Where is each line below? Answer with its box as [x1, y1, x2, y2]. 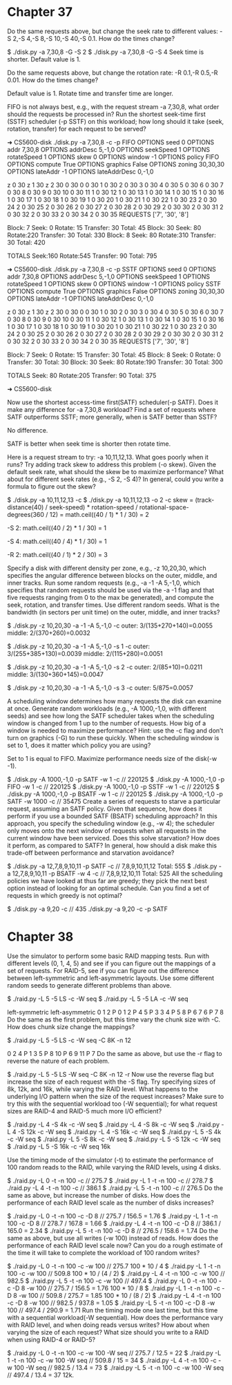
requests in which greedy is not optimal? [7, 891, 123, 899]
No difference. [7, 426, 48, 434]
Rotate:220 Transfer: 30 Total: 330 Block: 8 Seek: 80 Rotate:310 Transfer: [7, 231, 216, 239]
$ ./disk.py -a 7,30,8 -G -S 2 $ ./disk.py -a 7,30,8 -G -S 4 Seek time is [7, 48, 204, 56]
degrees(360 [7, 510, 45, 518]
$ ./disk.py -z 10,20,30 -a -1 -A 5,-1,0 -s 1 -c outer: [7, 642, 151, 650]
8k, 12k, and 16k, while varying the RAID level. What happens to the [7, 1084, 198, 1093]
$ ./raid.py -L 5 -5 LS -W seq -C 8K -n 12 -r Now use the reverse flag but [7, 1070, 214, 1078]
